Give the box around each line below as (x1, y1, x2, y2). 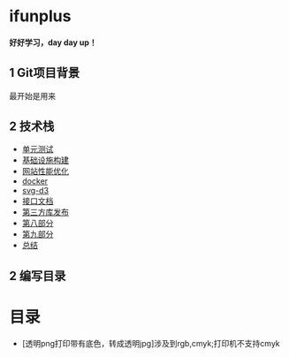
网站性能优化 (21, 166, 69, 177)
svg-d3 (21, 186, 49, 196)
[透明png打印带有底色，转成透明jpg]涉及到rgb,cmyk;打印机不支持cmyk (21, 338, 280, 348)
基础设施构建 (21, 155, 69, 165)
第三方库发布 (21, 207, 69, 217)
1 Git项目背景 (9, 65, 80, 80)
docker (21, 176, 49, 186)
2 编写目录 (9, 268, 66, 284)
